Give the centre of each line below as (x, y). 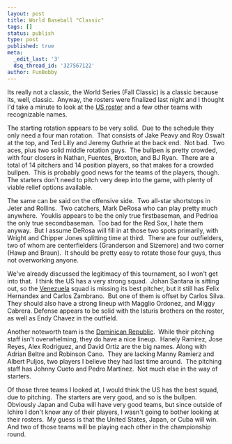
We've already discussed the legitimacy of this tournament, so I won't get (113, 274)
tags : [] (20, 27)
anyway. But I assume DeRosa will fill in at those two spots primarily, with (113, 230)
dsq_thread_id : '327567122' (54, 66)
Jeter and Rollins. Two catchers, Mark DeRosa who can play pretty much (113, 208)
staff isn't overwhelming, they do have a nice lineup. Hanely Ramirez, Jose (115, 339)
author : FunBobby (32, 72)
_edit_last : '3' (37, 59)
